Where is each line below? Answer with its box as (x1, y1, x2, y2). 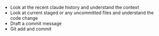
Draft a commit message (10, 20, 62, 26)
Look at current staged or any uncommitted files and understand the (10, 10, 154, 16)
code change (10, 15, 38, 21)
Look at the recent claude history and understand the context (10, 5, 139, 10)
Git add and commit (10, 26, 52, 32)
